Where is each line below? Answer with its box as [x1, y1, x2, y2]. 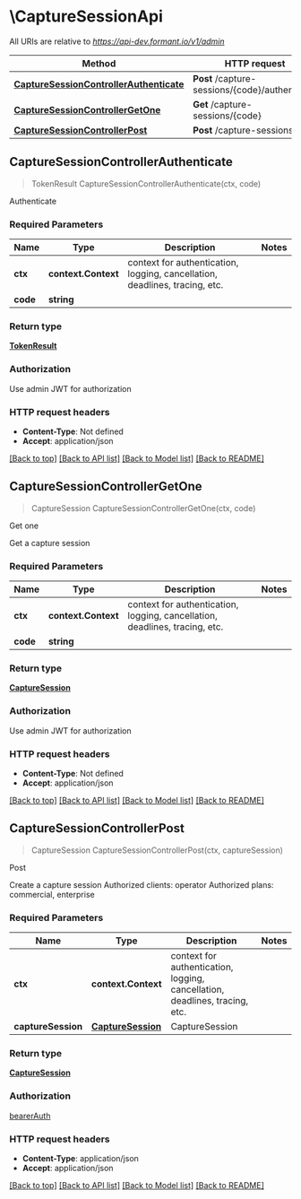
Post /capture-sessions [192, 124, 294, 136]
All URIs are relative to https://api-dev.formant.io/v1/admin [9, 36, 226, 47]
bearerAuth [9, 1110, 51, 1121]
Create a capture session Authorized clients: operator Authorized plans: [9, 879, 274, 890]
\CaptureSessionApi [9, 6, 164, 27]
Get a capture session [9, 537, 90, 548]
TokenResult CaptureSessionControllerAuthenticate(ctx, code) [30, 178, 262, 189]
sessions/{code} [192, 109, 262, 122]
